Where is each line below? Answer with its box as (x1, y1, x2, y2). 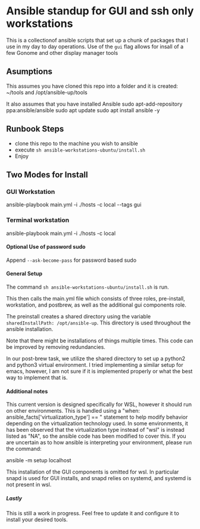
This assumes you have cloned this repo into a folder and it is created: (6, 82, 179, 89)
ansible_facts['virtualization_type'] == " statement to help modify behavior (6, 413, 188, 421)
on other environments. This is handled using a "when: (6, 407, 140, 414)
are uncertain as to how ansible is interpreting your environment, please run (6, 439, 192, 446)
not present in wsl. (6, 481, 52, 488)
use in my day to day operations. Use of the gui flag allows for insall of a (6, 43, 184, 50)
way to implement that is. (6, 374, 68, 381)
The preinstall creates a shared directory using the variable (6, 313, 151, 320)
